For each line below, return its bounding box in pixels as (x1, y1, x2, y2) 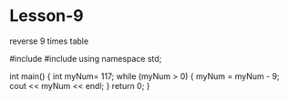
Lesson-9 (9, 5, 84, 26)
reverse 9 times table (9, 35, 89, 46)
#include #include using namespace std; (9, 53, 162, 64)
